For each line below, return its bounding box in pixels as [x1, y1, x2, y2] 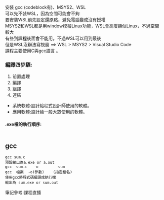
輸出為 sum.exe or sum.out [5, 180, 58, 185]
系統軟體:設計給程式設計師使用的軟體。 [12, 103, 92, 109]
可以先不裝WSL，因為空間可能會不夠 [5, 10, 80, 16]
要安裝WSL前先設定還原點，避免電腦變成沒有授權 [5, 17, 106, 22]
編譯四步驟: [5, 61, 33, 68]
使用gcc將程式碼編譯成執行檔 [5, 175, 56, 180]
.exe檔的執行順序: [5, 121, 42, 127]
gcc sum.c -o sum [5, 164, 65, 170]
